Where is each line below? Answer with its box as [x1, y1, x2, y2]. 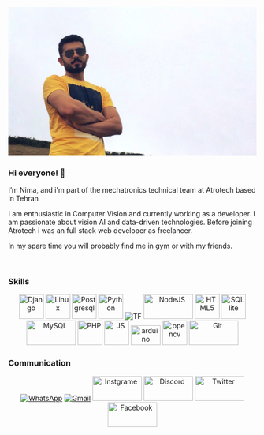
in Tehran [8, 193, 39, 204]
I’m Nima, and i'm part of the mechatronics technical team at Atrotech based [8, 186, 256, 195]
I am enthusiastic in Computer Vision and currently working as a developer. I [8, 209, 256, 219]
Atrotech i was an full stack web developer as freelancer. [8, 226, 193, 235]
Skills [8, 276, 30, 287]
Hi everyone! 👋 [8, 167, 65, 178]
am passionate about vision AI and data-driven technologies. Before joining [8, 217, 253, 227]
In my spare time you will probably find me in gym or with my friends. [8, 241, 232, 251]
